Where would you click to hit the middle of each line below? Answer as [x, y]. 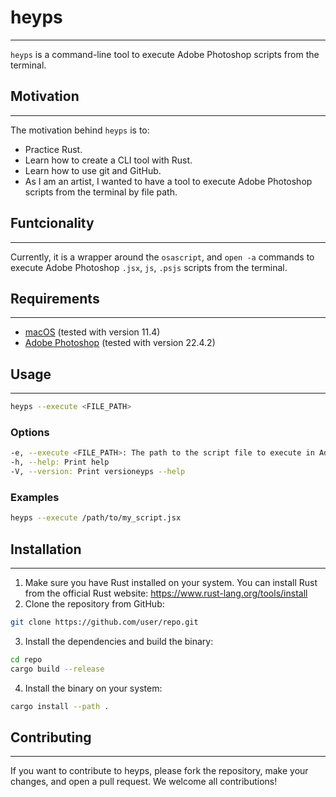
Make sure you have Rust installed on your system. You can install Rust [171, 582]
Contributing [51, 737]
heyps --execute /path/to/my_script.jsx [96, 518]
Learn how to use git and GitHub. [93, 170]
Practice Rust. [53, 149]
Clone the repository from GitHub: [94, 603]
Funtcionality [52, 223]
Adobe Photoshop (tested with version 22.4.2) [120, 343]
